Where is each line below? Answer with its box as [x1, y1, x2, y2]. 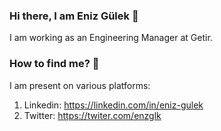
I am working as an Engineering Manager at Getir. [9, 32, 213, 44]
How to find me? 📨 [9, 57, 100, 71]
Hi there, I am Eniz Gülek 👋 [9, 9, 139, 23]
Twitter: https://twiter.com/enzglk [23, 109, 162, 121]
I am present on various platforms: [9, 79, 151, 91]
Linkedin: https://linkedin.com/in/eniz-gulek [23, 99, 204, 111]
